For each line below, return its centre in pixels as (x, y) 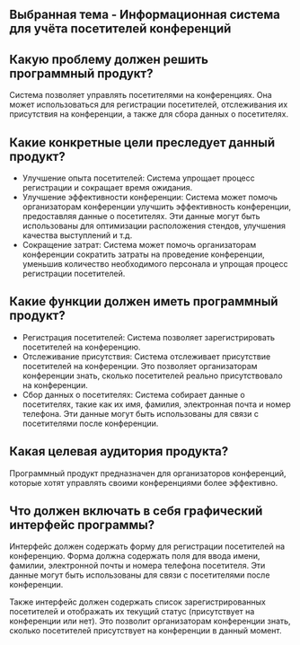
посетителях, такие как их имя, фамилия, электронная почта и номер (156, 404)
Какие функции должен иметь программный (144, 301)
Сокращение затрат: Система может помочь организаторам (139, 245)
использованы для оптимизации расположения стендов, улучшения (154, 226)
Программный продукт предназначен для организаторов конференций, (148, 473)
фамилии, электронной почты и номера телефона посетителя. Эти (137, 566)
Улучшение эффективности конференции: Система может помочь (150, 198)
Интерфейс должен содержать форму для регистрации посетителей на (147, 546)
